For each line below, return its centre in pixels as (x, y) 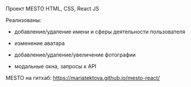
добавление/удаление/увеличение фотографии (75, 55)
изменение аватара (40, 43)
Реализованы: (24, 20)
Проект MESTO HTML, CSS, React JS (52, 9)
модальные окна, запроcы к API (55, 66)
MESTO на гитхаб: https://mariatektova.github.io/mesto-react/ (83, 78)
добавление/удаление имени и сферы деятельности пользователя (100, 32)
